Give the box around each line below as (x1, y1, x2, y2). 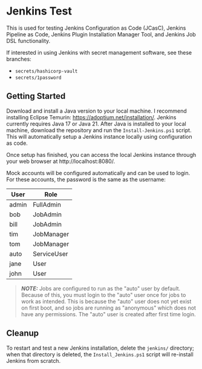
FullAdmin (33, 200, 62, 208)
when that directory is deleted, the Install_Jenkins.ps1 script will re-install (6, 350, 194, 358)
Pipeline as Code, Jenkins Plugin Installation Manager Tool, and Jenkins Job (6, 30, 197, 38)
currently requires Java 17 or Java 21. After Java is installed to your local (6, 120, 186, 127)
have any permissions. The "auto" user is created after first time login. (21, 310, 196, 317)
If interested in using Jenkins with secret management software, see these (6, 48, 192, 56)
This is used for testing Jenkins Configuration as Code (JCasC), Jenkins (6, 24, 186, 32)
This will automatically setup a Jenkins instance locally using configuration (6, 133, 192, 140)
